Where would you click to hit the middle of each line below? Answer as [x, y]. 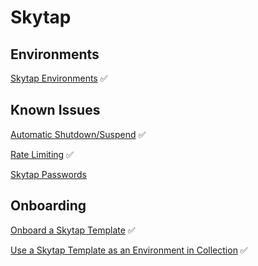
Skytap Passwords [48, 174]
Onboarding [48, 206]
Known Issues [55, 110]
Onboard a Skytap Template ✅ [73, 230]
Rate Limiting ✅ [42, 154]
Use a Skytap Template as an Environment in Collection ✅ [129, 250]
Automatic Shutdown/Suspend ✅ [78, 134]
